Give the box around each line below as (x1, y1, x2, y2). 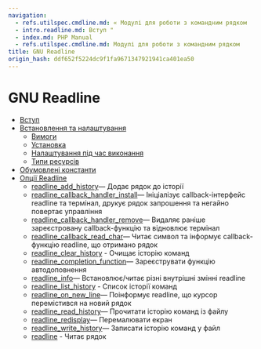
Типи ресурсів (31, 156, 80, 165)
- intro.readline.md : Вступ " (15, 26, 114, 34)
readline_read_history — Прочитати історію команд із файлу (31, 307, 229, 316)
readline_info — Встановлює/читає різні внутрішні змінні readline (31, 273, 245, 282)
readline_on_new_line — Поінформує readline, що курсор (31, 289, 218, 299)
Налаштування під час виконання (31, 148, 144, 158)
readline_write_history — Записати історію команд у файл (31, 323, 221, 333)
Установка (31, 140, 67, 149)
